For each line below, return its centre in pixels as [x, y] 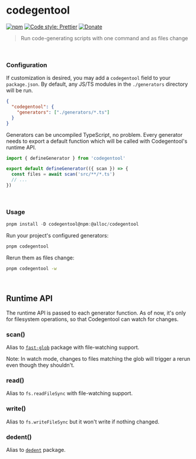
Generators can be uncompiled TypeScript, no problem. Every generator [94, 134]
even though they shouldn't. [41, 365]
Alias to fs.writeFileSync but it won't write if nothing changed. [83, 422]
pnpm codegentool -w [32, 269]
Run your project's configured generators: [57, 236]
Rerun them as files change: [40, 258]
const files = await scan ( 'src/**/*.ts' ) [63, 174]
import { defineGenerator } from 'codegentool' [66, 158]
